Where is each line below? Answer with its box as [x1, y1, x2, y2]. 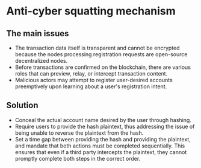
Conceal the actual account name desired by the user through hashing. [14, 116, 191, 123]
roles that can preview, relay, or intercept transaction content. [14, 70, 168, 77]
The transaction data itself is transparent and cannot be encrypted [14, 44, 180, 51]
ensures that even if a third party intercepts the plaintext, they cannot [14, 148, 187, 155]
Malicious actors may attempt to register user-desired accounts [14, 77, 173, 83]
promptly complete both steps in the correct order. [14, 155, 141, 162]
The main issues [6, 28, 69, 39]
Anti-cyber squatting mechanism [6, 4, 176, 18]
